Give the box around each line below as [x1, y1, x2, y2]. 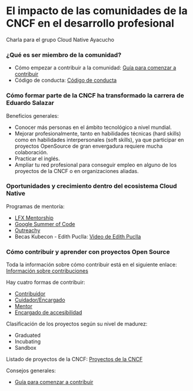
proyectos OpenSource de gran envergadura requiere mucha [14, 143, 163, 150]
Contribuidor [14, 290, 46, 297]
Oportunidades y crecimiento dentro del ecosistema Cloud [6, 182, 177, 190]
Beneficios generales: [6, 112, 59, 119]
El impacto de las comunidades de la [6, 4, 188, 18]
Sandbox [14, 344, 36, 352]
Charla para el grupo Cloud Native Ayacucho [6, 36, 115, 43]
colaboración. [14, 148, 48, 155]
